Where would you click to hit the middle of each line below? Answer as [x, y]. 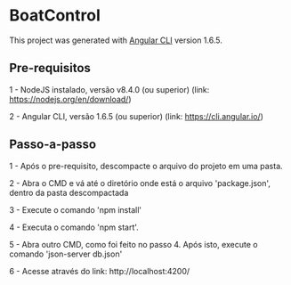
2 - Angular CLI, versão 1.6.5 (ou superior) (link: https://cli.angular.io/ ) [137, 116]
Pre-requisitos [50, 68]
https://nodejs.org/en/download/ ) [70, 99]
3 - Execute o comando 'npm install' [76, 209]
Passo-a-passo [53, 145]
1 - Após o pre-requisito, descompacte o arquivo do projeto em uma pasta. [146, 166]
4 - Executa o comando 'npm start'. [74, 227]
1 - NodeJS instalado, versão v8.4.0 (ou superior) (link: [109, 89]
